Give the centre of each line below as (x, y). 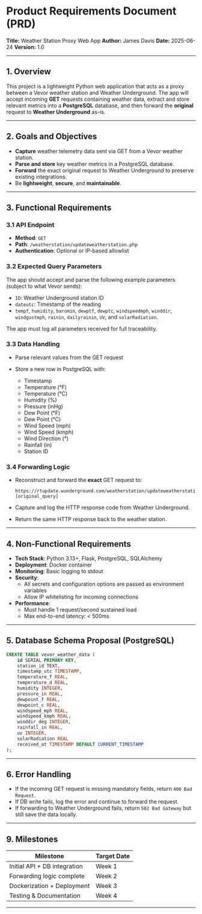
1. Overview (29, 71)
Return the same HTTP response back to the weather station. (91, 519)
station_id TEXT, (39, 666)
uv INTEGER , (32, 733)
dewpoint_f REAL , (39, 699)
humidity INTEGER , (40, 688)
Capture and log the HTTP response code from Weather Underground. (103, 507)
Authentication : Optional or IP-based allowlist (72, 251)
